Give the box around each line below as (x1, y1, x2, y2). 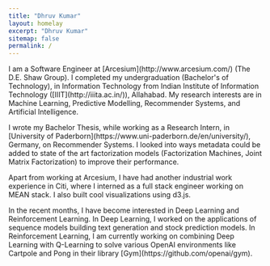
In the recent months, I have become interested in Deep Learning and (8, 205, 240, 215)
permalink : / (8, 42, 53, 50)
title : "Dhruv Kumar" (8, 11, 82, 20)
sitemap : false (8, 34, 60, 43)
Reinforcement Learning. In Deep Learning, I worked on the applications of (8, 214, 257, 224)
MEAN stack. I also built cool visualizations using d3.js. (8, 190, 192, 200)
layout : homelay (8, 19, 63, 27)
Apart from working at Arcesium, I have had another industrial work (8, 173, 233, 183)
